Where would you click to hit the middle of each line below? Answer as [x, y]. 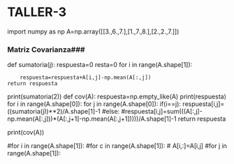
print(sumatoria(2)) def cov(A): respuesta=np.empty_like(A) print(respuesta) [117, 97]
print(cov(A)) [26, 133]
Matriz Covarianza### [46, 50]
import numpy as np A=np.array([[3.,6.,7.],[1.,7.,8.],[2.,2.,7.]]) [93, 31]
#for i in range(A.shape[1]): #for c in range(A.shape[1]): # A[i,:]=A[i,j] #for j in [117, 146]
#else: [111, 112]
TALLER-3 [37, 12]
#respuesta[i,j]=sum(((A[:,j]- [162, 112]
